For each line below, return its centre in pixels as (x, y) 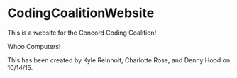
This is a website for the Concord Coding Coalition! (82, 33)
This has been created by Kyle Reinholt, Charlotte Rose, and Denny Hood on (119, 60)
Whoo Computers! (34, 46)
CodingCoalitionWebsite (81, 13)
